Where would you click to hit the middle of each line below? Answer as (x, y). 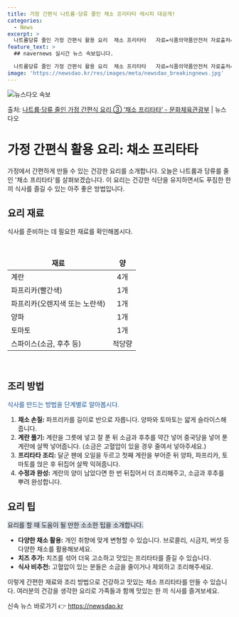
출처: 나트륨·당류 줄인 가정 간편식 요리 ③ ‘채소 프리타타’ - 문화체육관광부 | (110, 109)
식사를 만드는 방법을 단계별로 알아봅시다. (63, 405)
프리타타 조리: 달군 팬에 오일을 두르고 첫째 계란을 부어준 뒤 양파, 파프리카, (119, 455)
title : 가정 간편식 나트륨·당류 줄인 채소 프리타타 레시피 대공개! (91, 14)
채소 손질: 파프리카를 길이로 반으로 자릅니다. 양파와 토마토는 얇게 (107, 420)
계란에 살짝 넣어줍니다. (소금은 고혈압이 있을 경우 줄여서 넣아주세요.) (112, 446)
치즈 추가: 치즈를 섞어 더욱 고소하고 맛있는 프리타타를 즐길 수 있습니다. (114, 558)
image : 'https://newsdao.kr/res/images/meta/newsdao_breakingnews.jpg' (116, 73)
